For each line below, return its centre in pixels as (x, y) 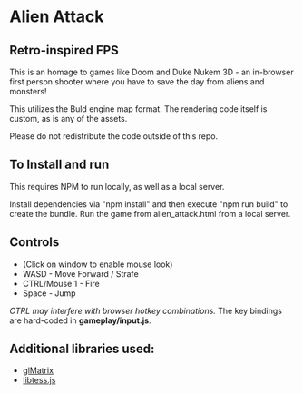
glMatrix (38, 370)
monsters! (28, 91)
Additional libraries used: (82, 349)
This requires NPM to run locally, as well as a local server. (117, 186)
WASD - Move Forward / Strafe (80, 273)
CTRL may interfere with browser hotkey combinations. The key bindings (146, 310)
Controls (34, 242)
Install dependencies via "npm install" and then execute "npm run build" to (149, 204)
